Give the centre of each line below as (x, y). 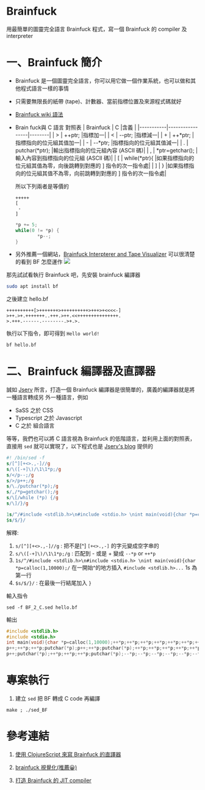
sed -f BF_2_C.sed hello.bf (42, 608)
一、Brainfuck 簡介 (54, 63)
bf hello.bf (21, 345)
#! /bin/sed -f (26, 458)
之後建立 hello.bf (27, 299)
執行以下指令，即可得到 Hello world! (53, 333)
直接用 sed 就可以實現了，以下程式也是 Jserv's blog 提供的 (80, 446)
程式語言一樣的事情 (45, 88)
